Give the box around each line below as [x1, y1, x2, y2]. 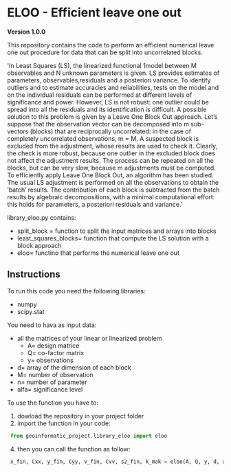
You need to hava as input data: [7, 321, 97, 329]
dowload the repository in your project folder [16, 412, 144, 420]
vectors [7, 127, 29, 135]
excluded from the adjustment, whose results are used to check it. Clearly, [7, 142, 218, 150]
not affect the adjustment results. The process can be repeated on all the [7, 156, 214, 164]
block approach [16, 241, 62, 249]
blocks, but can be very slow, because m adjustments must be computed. [7, 164, 217, 172]
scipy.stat [16, 307, 45, 315]
